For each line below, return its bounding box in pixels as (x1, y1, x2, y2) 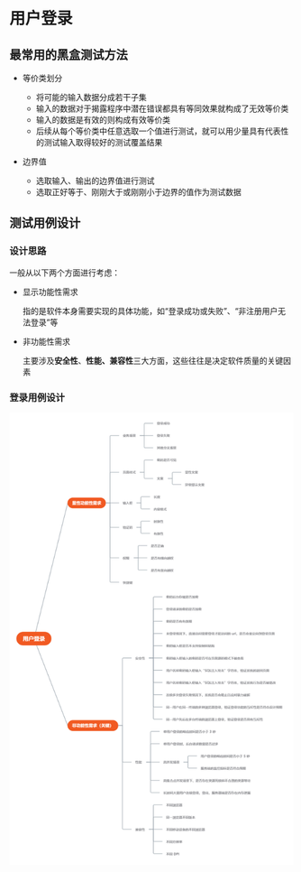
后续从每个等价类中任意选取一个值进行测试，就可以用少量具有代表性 (35, 125, 289, 136)
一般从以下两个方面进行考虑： (9, 267, 120, 278)
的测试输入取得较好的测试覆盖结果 (35, 137, 163, 147)
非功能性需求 (22, 336, 70, 347)
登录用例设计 (9, 391, 66, 404)
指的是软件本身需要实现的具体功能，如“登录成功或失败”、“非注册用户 (22, 305, 278, 316)
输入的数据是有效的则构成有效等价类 (35, 115, 171, 125)
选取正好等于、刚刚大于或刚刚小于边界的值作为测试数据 (35, 187, 242, 197)
